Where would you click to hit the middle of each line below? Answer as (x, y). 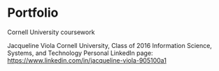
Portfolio (33, 13)
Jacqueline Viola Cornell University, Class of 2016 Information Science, (109, 45)
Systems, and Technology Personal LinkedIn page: (80, 53)
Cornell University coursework (51, 32)
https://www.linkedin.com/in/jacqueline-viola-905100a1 (87, 60)
